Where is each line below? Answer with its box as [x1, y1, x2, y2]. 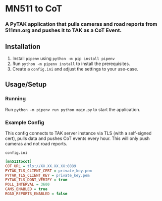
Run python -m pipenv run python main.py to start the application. [5, 106, 141, 112]
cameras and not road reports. [5, 140, 68, 146]
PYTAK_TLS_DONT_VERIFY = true [5, 177, 68, 183]
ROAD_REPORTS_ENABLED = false [5, 192, 68, 197]
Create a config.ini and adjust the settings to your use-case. [12, 66, 139, 72]
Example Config [5, 119, 45, 126]
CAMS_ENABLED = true [5, 187, 48, 192]
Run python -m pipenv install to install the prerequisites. [12, 61, 130, 67]
